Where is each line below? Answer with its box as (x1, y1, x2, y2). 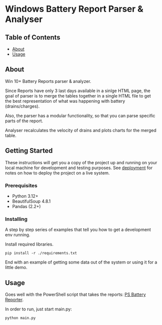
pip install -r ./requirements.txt (5, 251, 77, 256)
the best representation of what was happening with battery (5, 98, 126, 104)
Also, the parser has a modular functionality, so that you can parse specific (5, 113, 156, 118)
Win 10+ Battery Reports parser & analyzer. (5, 78, 91, 84)
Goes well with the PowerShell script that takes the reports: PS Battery (5, 291, 146, 298)
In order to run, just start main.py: (5, 306, 72, 312)
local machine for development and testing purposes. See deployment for (5, 165, 153, 171)
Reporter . (5, 297, 24, 303)
